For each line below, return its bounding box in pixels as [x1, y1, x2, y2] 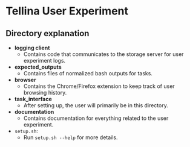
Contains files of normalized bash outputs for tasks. [23, 70, 152, 77]
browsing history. [23, 89, 67, 96]
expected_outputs [14, 63, 62, 70]
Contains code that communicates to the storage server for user [23, 51, 184, 58]
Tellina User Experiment [5, 4, 128, 18]
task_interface [14, 95, 52, 102]
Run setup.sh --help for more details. [23, 134, 119, 141]
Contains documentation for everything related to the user [23, 114, 169, 122]
